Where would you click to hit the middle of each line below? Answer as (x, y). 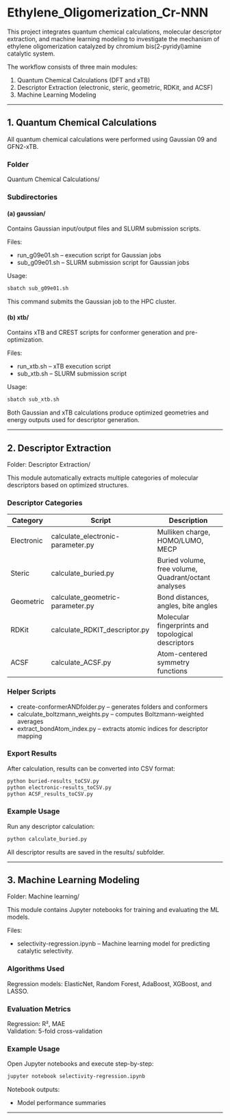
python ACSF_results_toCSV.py (50, 794)
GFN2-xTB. (23, 146)
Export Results (32, 754)
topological (175, 634)
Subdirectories (33, 197)
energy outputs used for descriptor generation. (74, 420)
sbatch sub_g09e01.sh (38, 289)
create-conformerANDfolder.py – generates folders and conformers (112, 707)
